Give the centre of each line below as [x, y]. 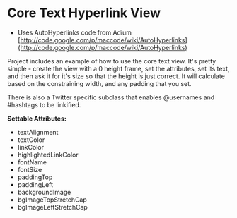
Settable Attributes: [37, 119]
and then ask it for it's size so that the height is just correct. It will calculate [116, 76]
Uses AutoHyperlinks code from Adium [75, 32]
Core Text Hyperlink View [84, 13]
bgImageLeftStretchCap [53, 207]
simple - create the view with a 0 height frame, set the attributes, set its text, [118, 68]
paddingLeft [35, 184]
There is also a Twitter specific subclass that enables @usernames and [111, 97]
